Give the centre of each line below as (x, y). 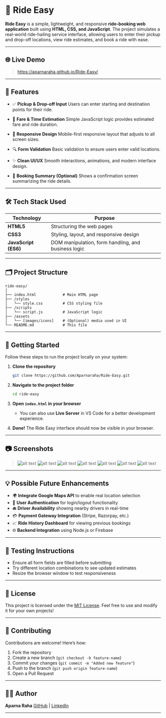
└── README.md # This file (46, 325)
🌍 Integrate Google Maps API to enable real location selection (76, 496)
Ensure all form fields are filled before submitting (62, 563)
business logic (68, 249)
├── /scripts (19, 308)
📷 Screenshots (29, 449)
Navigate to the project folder (43, 385)
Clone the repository (34, 366)
